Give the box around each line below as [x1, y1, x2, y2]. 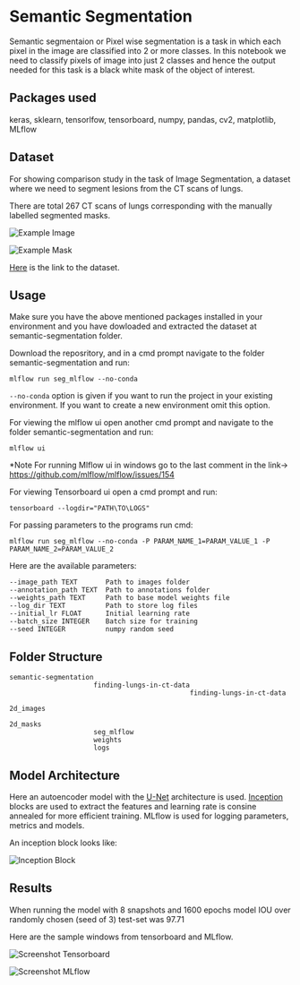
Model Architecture [9, 767, 121, 783]
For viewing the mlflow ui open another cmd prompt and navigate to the [9, 417, 274, 428]
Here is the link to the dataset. [9, 261, 120, 272]
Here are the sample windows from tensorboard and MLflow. [9, 931, 234, 942]
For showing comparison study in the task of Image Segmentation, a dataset [9, 173, 291, 184]
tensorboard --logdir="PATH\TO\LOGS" [9, 504, 150, 513]
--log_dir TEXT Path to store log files [9, 602, 199, 611]
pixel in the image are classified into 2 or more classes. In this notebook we [9, 45, 287, 56]
